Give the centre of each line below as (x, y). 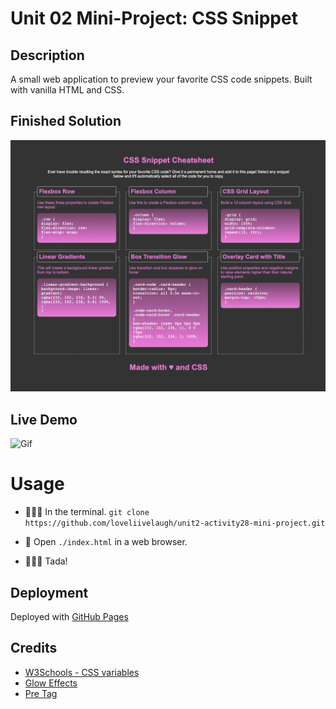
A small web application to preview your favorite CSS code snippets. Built (161, 79)
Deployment (49, 592)
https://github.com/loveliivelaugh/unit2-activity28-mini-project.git (175, 523)
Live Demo (44, 419)
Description (47, 55)
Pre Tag (41, 693)
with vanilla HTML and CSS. (67, 90)
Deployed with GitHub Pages (69, 616)
